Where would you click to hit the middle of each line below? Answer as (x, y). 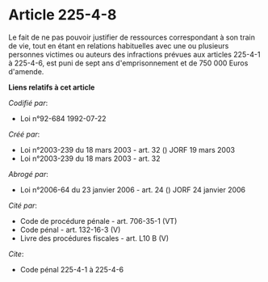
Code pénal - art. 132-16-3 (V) (70, 229)
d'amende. (26, 71)
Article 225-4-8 (63, 15)
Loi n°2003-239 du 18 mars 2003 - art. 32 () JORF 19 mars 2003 (128, 149)
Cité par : (23, 205)
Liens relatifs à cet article (52, 87)
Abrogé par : (28, 174)
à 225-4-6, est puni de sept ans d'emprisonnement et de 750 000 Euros (128, 63)
